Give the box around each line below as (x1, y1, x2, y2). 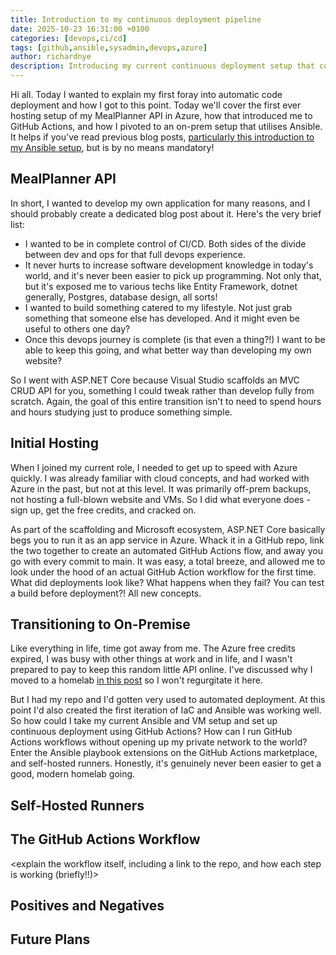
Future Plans (10, 931, 91, 948)
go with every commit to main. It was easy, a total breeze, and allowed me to (10, 555, 326, 567)
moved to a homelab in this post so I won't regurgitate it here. (10, 674, 263, 686)
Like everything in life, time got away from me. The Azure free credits (10, 642, 296, 655)
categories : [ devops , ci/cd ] (10, 33, 128, 43)
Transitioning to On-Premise (10, 616, 191, 633)
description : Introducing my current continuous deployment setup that (10, 61, 315, 71)
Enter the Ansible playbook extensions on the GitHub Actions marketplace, (10, 747, 318, 759)
